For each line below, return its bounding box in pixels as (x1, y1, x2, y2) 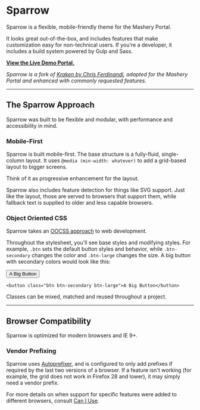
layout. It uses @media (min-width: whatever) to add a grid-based (26, 157, 186, 164)
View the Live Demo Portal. (6, 59, 75, 66)
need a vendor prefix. (6, 380, 60, 387)
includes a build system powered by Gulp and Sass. (6, 47, 133, 54)
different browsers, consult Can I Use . (6, 397, 99, 405)
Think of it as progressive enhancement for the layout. (6, 175, 139, 182)
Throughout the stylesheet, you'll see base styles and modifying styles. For (6, 239, 191, 246)
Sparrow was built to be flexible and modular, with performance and (6, 116, 173, 123)
